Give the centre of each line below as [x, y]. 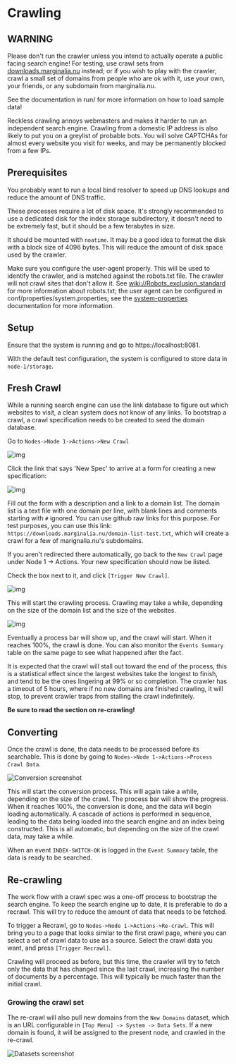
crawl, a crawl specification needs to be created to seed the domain [106, 420]
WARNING [30, 39]
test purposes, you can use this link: [60, 526]
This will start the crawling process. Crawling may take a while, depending [115, 603]
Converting [33, 732]
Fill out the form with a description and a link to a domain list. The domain [114, 503]
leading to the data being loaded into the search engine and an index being [116, 821]
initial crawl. [25, 984]
